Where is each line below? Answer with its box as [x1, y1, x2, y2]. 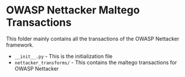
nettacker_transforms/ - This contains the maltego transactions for [14, 59, 177, 66]
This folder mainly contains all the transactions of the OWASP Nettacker [6, 35, 180, 42]
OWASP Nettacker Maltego [6, 3, 140, 17]
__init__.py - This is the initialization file [14, 52, 113, 60]
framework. [6, 41, 34, 48]
